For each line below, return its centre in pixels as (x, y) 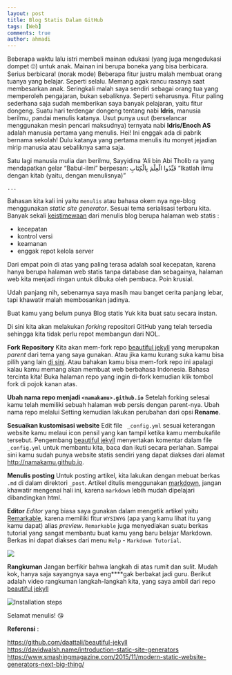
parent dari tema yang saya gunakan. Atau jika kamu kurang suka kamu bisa (116, 355)
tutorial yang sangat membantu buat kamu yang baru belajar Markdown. (110, 533)
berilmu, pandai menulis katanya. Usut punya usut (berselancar (97, 118)
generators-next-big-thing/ (46, 665)
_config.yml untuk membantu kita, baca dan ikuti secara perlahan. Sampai (113, 448)
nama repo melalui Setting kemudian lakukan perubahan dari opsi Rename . (114, 412)
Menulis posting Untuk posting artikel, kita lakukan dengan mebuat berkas (114, 476)
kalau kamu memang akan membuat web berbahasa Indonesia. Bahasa (108, 370)
